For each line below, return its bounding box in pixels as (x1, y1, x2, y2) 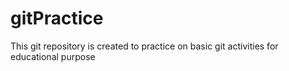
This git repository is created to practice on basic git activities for (10, 40, 279, 52)
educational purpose (10, 50, 96, 62)
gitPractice (10, 7, 104, 30)
